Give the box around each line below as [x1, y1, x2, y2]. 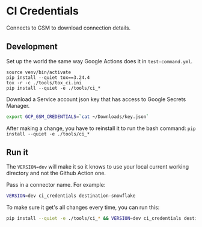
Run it [6, 148, 29, 158]
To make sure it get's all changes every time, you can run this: [6, 204, 160, 211]
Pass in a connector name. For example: [6, 181, 106, 188]
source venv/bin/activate [6, 69, 71, 75]
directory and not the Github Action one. [6, 170, 106, 177]
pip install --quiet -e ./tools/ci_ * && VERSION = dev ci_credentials [6, 216, 182, 222]
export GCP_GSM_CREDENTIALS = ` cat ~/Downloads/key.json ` [6, 113, 149, 120]
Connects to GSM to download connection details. [6, 24, 131, 31]
